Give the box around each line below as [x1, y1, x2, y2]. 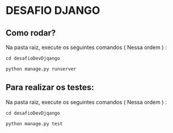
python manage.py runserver [5, 66, 77, 72]
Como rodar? [5, 28, 56, 38]
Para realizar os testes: [5, 82, 94, 92]
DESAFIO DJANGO [5, 4, 100, 18]
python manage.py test [5, 120, 63, 127]
